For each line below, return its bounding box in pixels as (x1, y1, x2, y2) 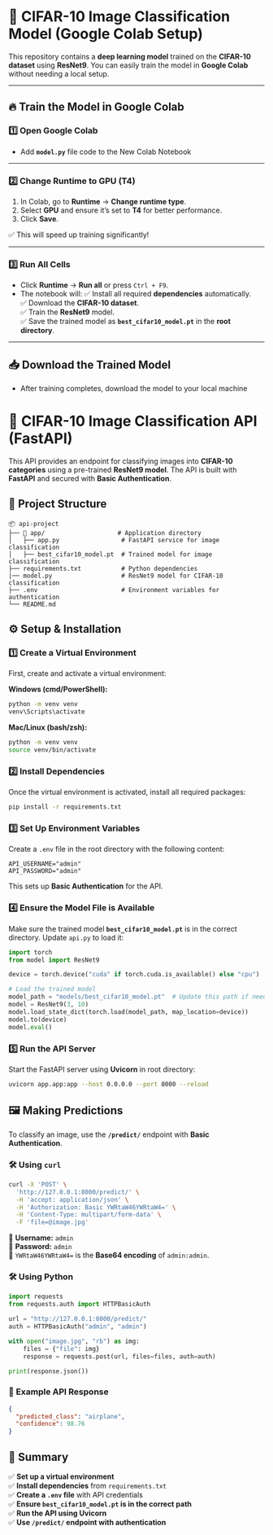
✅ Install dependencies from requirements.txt (8, 1481, 167, 1491)
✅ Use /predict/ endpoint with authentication (8, 1518, 167, 1528)
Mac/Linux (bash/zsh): (8, 722, 88, 732)
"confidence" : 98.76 (15, 1420, 85, 1428)
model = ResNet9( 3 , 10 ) (8, 1001, 89, 1009)
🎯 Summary (8, 1449, 69, 1464)
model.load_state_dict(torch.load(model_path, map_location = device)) (8, 1007, 249, 1016)
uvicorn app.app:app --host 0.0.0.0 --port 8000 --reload (8, 1080, 209, 1088)
